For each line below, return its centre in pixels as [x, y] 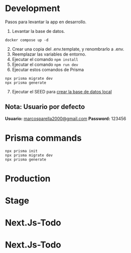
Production [28, 178]
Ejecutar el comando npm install [45, 59]
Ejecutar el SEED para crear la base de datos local [62, 91]
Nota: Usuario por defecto [45, 107]
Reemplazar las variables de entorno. [49, 54]
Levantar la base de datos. [38, 31]
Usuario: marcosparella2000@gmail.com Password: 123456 [66, 119]
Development [33, 8]
